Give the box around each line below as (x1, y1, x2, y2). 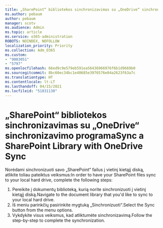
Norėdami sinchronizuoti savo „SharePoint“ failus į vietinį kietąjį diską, (5, 167, 145, 173)
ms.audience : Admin (5, 25, 45, 30)
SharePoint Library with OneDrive (5, 140, 143, 151)
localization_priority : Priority (5, 43, 73, 48)
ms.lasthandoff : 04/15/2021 (5, 84, 62, 89)
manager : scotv (5, 20, 36, 26)
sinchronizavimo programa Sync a (5, 130, 144, 141)
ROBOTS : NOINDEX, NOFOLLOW (5, 39, 60, 44)
